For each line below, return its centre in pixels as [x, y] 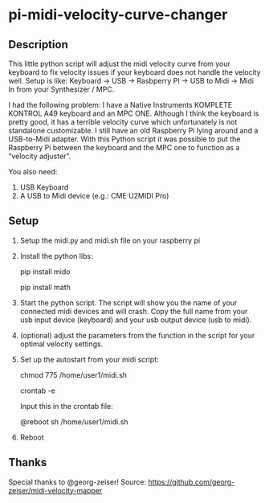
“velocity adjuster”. [40, 156]
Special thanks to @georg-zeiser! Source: [77, 482]
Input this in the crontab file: [67, 406]
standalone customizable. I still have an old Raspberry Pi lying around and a [133, 131]
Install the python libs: [57, 256]
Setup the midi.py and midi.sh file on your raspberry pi [110, 240]
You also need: [33, 172]
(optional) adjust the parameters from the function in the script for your [137, 335]
